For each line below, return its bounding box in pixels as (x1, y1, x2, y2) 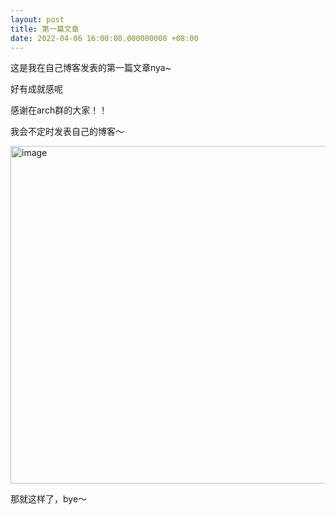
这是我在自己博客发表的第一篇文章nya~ (10, 62, 172, 74)
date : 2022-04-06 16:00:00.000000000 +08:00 (10, 33, 199, 43)
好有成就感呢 (10, 83, 63, 95)
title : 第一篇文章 (10, 24, 80, 34)
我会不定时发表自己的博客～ (10, 126, 125, 138)
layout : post (10, 14, 65, 25)
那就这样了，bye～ (10, 493, 88, 505)
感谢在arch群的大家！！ (10, 104, 108, 116)
